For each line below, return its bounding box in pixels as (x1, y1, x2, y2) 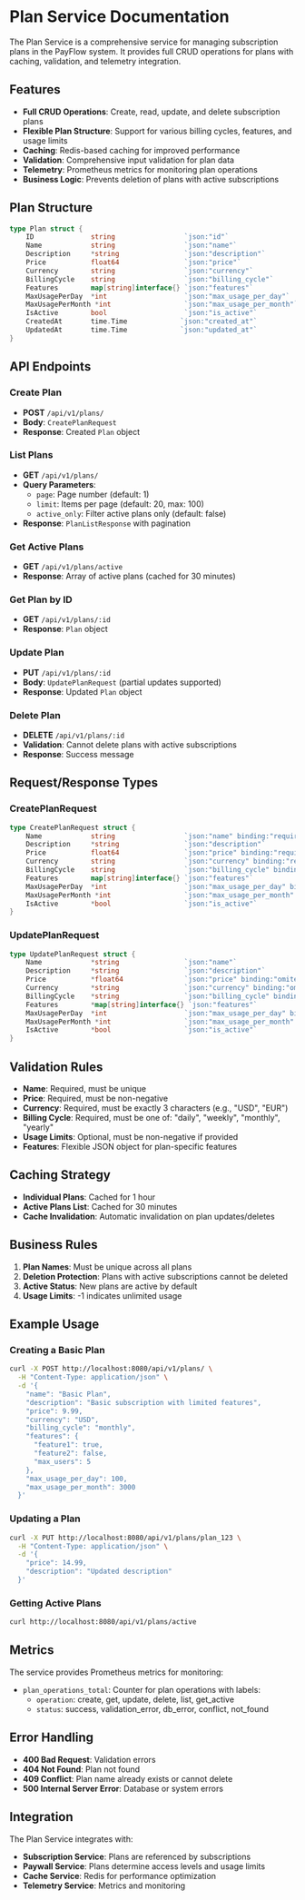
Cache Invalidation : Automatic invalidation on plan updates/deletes (22, 1211, 275, 1222)
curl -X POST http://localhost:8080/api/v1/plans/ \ (9, 1364, 213, 1373)
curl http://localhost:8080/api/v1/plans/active (9, 1618, 197, 1627)
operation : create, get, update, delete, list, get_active (35, 1694, 234, 1705)
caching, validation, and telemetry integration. (9, 55, 182, 66)
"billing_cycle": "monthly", (25, 1423, 136, 1432)
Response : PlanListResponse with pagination (22, 518, 191, 529)
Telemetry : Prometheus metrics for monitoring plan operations (22, 163, 259, 174)
